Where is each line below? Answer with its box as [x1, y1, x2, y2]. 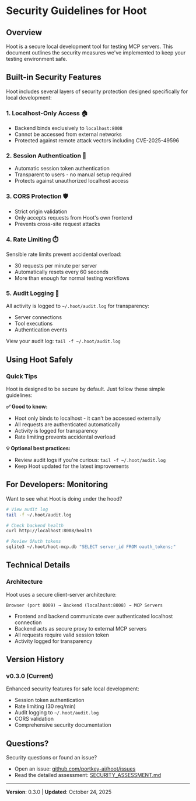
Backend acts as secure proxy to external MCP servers [14, 625, 147, 632]
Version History [6, 655, 64, 665]
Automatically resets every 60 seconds [14, 268, 109, 275]
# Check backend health [6, 522, 64, 528]
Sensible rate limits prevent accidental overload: [6, 251, 122, 258]
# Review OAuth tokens [6, 539, 61, 545]
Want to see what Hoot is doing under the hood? [6, 495, 123, 502]
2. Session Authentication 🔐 [6, 152, 86, 160]
